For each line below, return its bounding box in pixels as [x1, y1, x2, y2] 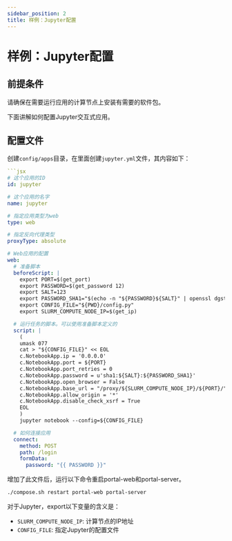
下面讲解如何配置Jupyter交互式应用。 [7, 112, 114, 121]
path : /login [19, 449, 57, 456]
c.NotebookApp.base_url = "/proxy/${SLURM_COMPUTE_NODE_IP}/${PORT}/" [19, 385, 227, 392]
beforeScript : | [13, 269, 60, 277]
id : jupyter [7, 181, 41, 188]
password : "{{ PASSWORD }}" [25, 461, 107, 469]
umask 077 [19, 340, 48, 347]
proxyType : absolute [7, 238, 67, 245]
